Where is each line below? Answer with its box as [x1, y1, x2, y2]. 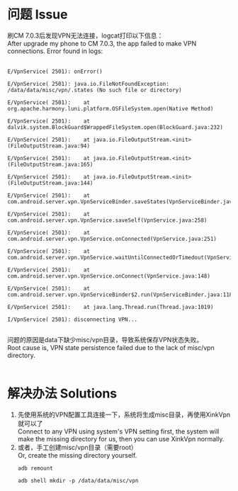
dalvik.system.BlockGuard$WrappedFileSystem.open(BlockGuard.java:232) [7, 123, 223, 131]
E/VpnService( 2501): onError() [7, 68, 103, 75]
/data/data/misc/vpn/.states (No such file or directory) [7, 86, 182, 94]
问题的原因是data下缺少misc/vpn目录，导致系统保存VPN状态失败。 [7, 335, 203, 344]
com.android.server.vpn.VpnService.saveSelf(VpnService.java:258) [7, 217, 208, 224]
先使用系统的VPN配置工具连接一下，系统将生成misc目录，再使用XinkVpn [17, 410, 231, 419]
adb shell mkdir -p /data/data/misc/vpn [17, 477, 139, 484]
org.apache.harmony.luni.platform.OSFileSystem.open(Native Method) [7, 105, 214, 112]
